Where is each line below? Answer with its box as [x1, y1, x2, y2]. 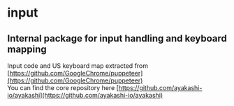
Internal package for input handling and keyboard [7, 33, 227, 44]
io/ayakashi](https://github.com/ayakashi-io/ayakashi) [7, 91, 163, 99]
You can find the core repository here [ [7, 84, 119, 91]
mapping [7, 43, 47, 55]
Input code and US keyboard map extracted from [7, 62, 149, 70]
